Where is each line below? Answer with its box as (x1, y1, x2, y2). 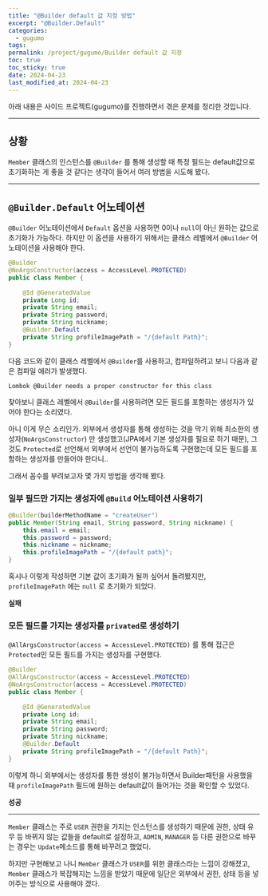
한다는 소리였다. (22, 406, 73, 416)
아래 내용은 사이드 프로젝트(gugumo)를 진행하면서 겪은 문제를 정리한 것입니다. (8, 101, 251, 111)
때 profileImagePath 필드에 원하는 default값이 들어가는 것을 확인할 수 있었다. (8, 780, 250, 790)
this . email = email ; (22, 526, 91, 534)
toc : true (8, 57, 41, 65)
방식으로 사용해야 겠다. (29, 878, 100, 888)
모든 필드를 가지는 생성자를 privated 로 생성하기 (8, 620, 179, 631)
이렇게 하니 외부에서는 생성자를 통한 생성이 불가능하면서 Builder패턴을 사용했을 (8, 770, 253, 779)
